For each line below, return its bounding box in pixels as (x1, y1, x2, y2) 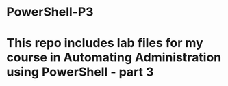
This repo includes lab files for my (6, 35, 203, 51)
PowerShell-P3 (6, 4, 94, 20)
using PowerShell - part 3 (6, 64, 154, 80)
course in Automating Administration (6, 50, 222, 66)
